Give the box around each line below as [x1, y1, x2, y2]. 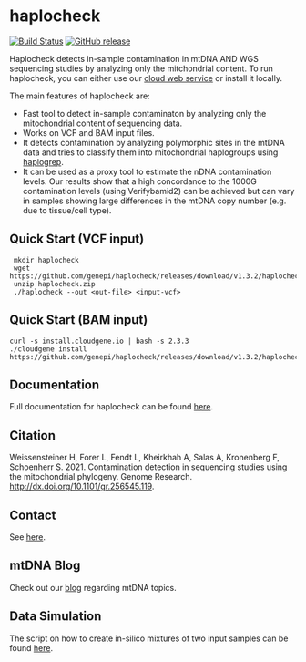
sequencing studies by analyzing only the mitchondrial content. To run [9, 63, 273, 74]
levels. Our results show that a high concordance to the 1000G [22, 175, 257, 187]
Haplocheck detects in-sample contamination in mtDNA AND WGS [9, 53, 260, 64]
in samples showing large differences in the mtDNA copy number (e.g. [22, 195, 287, 206]
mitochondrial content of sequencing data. [22, 118, 183, 129]
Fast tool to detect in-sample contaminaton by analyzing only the [22, 108, 267, 119]
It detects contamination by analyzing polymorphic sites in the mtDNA [22, 137, 285, 148]
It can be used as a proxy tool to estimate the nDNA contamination [22, 166, 272, 177]
